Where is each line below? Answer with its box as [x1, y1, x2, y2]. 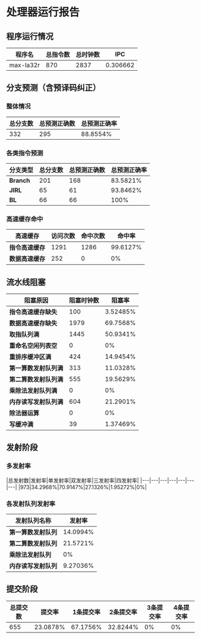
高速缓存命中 [6, 215, 44, 223]
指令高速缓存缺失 [9, 308, 58, 317]
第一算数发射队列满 [9, 364, 64, 372]
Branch [9, 176, 31, 185]
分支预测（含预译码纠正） [6, 83, 100, 93]
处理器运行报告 [6, 5, 80, 19]
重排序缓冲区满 [9, 353, 52, 361]
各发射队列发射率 [6, 499, 56, 508]
